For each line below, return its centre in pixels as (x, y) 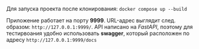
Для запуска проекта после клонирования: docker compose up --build (97, 9)
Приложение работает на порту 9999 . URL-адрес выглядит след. (91, 20)
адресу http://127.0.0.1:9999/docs (51, 40)
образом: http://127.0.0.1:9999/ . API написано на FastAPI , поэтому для (100, 27)
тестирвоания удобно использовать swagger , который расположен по (98, 33)
